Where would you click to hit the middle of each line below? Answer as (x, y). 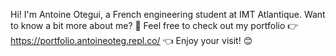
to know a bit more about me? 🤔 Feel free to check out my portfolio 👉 (154, 25)
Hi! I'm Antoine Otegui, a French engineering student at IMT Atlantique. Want (168, 14)
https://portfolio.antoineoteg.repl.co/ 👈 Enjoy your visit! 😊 (131, 40)
